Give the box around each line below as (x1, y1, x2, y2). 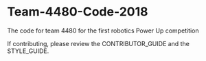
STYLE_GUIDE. (7, 47, 49, 55)
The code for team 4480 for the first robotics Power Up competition (7, 26, 199, 35)
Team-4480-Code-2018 (7, 4, 148, 20)
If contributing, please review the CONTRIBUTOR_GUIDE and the (7, 39, 190, 47)
